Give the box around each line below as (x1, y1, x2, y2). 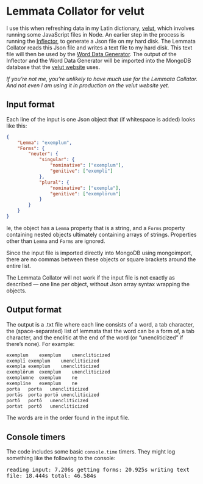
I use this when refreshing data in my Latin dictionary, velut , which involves (6, 24, 195, 32)
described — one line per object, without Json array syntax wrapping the (6, 280, 190, 287)
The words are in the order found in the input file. (6, 414, 130, 422)
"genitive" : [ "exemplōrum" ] (49, 190, 121, 197)
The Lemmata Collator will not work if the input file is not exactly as (6, 273, 176, 281)
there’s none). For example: (6, 340, 75, 347)
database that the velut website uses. (6, 63, 101, 71)
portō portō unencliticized (6, 397, 88, 403)
